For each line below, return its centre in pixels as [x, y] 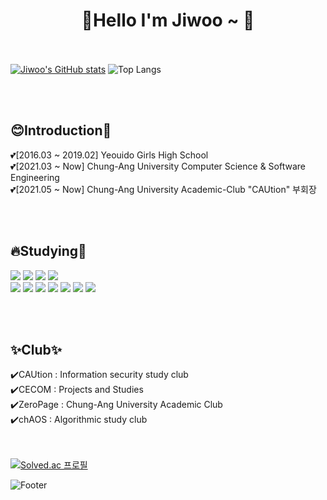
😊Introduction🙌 [61, 130]
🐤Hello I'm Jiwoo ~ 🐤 [168, 20]
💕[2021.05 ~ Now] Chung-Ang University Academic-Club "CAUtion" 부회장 [163, 189]
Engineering [35, 177]
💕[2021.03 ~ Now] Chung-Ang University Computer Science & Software [158, 166]
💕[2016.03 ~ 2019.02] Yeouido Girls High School [109, 155]
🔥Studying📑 [48, 251]
